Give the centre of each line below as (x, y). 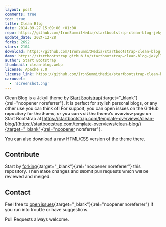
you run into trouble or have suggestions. (47, 210)
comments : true (21, 14)
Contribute (22, 154)
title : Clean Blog (24, 24)
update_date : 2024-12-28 (31, 38)
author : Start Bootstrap (31, 60)
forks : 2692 (17, 42)
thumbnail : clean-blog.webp (34, 65)
